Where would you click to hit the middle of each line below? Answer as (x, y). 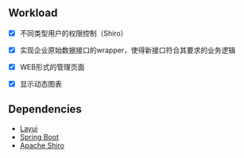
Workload (33, 13)
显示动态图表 (41, 84)
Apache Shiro (42, 145)
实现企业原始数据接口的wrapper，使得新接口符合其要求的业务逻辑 (128, 50)
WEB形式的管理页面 (52, 67)
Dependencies (45, 109)
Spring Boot (39, 137)
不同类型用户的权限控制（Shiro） (74, 33)
